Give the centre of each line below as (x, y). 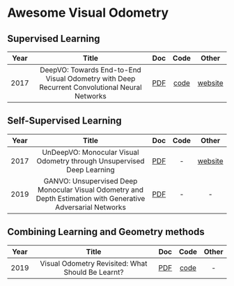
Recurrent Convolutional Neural (91, 87)
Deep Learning (90, 170)
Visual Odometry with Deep (91, 78)
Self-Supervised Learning (64, 121)
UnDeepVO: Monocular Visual (90, 152)
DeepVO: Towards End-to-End (90, 70)
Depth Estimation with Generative (91, 198)
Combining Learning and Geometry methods (106, 232)
